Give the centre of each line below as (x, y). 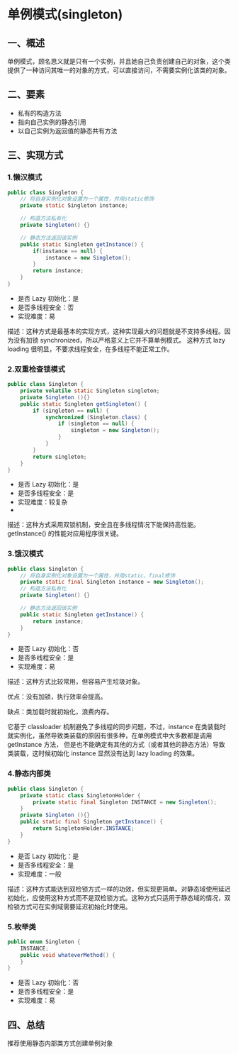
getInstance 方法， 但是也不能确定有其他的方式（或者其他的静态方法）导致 (116, 745)
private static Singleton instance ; (74, 206)
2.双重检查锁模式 (36, 369)
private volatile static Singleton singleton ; (90, 391)
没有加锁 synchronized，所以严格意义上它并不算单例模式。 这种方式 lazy (119, 340)
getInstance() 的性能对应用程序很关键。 (65, 533)
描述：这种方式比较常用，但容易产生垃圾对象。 (75, 682)
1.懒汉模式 (25, 177)
